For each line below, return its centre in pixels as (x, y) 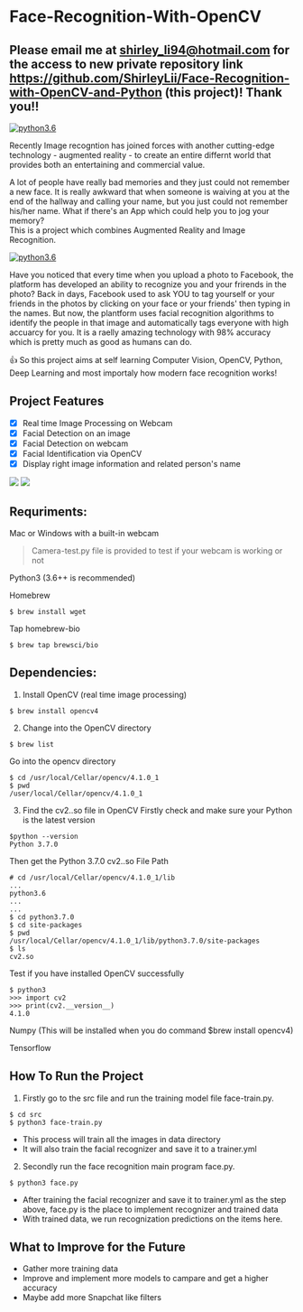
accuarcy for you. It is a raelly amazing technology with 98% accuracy (140, 332)
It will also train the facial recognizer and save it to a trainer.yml (139, 1149)
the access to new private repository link (126, 64)
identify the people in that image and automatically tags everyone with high (149, 323)
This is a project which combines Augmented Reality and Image (128, 230)
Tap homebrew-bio (45, 628)
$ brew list (32, 744)
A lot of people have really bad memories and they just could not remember (150, 182)
